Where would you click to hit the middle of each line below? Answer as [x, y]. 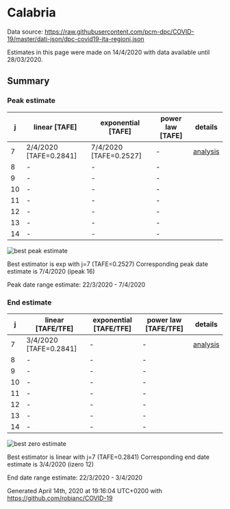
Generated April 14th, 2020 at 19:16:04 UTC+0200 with [85, 490]
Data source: [25, 32]
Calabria [31, 13]
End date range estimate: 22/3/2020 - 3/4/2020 [75, 477]
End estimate [29, 302]
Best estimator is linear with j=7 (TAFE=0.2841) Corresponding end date [108, 457]
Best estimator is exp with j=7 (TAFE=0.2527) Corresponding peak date [108, 264]
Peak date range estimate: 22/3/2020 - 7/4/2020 [76, 284]
